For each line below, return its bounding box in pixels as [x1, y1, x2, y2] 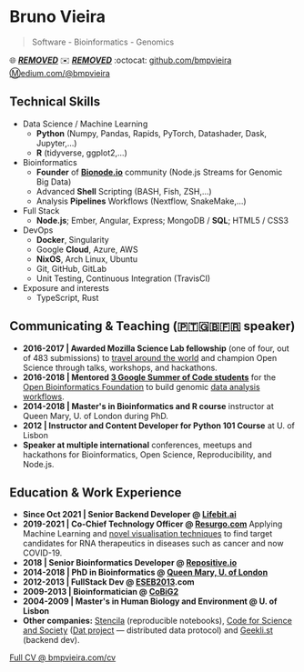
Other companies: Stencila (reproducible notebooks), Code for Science [22, 616, 293, 627]
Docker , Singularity [35, 234, 109, 245]
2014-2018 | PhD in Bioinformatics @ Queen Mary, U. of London [22, 567, 269, 578]
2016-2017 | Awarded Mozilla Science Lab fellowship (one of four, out [22, 343, 289, 354]
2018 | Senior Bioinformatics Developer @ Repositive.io [22, 557, 238, 568]
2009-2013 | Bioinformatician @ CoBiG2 [22, 587, 179, 597]
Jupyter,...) [35, 137, 77, 148]
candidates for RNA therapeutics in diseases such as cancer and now [22, 538, 284, 549]
